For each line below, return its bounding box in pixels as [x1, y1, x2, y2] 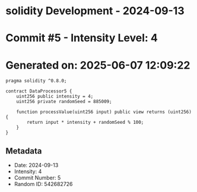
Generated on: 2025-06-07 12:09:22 [5, 58, 190, 72]
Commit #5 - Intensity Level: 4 [5, 31, 158, 45]
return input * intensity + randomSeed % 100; [27, 120, 144, 126]
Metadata [5, 146, 42, 156]
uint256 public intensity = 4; [16, 94, 94, 100]
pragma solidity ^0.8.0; [5, 78, 67, 84]
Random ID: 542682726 [14, 181, 73, 188]
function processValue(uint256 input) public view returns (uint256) [16, 109, 192, 115]
